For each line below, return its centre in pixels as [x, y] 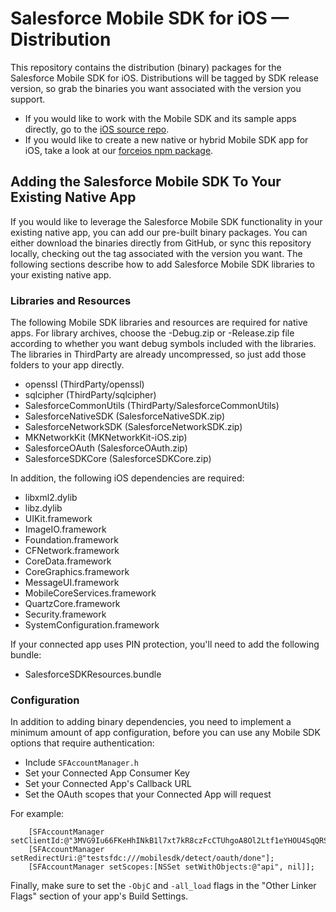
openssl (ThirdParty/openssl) [84, 384]
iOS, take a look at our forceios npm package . [119, 150]
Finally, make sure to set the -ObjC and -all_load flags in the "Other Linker [163, 886]
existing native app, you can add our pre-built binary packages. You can [159, 232]
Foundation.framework [71, 540]
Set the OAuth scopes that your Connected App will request [148, 794]
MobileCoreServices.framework [90, 593]
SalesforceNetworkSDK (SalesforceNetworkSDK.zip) [133, 427]
